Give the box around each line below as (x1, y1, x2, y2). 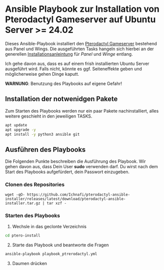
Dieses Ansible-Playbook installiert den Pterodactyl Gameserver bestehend (5, 40, 157, 46)
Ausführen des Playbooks (5, 145, 86, 153)
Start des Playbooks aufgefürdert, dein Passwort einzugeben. (5, 169, 130, 175)
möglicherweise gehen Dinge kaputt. (5, 71, 79, 77)
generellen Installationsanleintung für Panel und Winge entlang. (5, 51, 133, 57)
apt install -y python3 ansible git (5, 132, 80, 137)
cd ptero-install (5, 233, 41, 238)
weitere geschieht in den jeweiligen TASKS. (5, 113, 93, 119)
